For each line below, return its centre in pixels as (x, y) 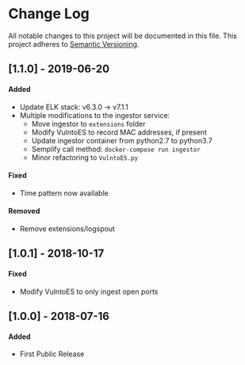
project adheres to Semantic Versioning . (74, 44)
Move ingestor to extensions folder (88, 124)
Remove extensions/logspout (67, 228)
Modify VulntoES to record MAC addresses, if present (119, 132)
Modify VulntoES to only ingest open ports (89, 291)
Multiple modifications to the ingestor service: (95, 115)
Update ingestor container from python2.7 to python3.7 (122, 140)
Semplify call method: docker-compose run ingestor (116, 149)
